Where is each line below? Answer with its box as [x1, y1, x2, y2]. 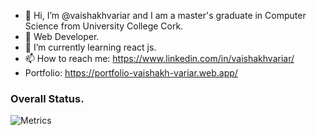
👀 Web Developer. [24, 31, 100, 42]
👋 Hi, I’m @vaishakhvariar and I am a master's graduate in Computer [24, 10, 307, 21]
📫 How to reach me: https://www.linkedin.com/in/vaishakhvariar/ [24, 53, 295, 64]
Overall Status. [10, 91, 85, 105]
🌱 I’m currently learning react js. [24, 41, 157, 53]
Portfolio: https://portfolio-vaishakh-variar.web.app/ [24, 67, 238, 79]
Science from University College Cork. [24, 20, 184, 32]
